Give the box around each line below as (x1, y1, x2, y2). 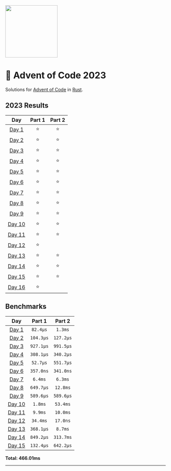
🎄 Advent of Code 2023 (5, 70, 106, 81)
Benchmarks (5, 302, 47, 311)
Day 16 (8, 284, 25, 291)
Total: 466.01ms (5, 455, 41, 461)
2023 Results (5, 101, 49, 110)
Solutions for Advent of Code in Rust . (5, 86, 83, 92)
